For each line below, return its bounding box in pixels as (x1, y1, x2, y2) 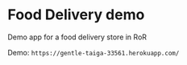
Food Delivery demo (7, 6, 145, 24)
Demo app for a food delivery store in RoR (7, 32, 147, 42)
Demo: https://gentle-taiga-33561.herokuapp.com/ (7, 47, 180, 57)
